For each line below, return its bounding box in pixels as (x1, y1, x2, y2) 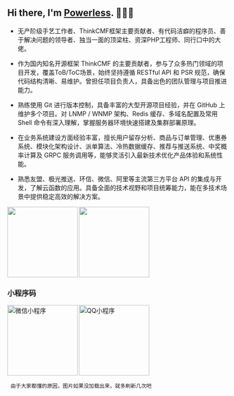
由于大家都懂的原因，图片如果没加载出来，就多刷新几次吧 (10, 383, 152, 390)
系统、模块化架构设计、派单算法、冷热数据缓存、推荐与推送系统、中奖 (17, 142, 221, 150)
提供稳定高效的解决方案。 (30, 192, 104, 201)
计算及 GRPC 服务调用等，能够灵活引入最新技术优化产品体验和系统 (23, 151, 217, 159)
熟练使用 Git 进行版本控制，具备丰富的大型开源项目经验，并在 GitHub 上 (17, 100, 226, 109)
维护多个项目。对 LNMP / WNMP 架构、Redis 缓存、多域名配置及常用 (17, 109, 218, 118)
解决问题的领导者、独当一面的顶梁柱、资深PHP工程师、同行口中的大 (23, 35, 221, 44)
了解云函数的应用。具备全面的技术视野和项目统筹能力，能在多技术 (30, 183, 221, 192)
